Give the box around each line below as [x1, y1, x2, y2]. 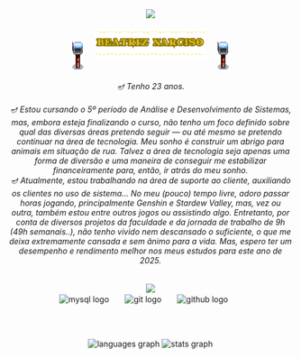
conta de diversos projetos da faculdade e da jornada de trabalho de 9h [15, 216, 286, 227]
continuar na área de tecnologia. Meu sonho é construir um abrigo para [16, 136, 285, 147]
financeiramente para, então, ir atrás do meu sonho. [52, 165, 249, 175]
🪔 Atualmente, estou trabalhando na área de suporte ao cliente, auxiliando [10, 175, 291, 186]
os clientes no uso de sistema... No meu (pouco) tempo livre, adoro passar [11, 188, 290, 198]
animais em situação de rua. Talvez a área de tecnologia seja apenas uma [11, 146, 290, 156]
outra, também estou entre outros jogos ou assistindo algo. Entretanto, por [11, 207, 290, 217]
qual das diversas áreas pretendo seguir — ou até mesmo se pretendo [18, 126, 283, 137]
